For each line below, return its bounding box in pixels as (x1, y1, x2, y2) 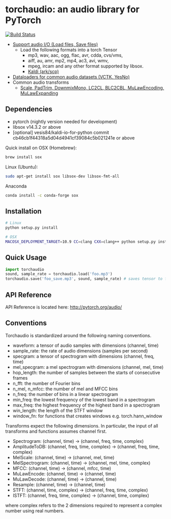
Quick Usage (5, 253, 47, 262)
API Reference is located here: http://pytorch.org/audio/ (5, 304, 122, 310)
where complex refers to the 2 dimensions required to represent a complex (5, 502, 162, 508)
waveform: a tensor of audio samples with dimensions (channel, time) (12, 342, 159, 348)
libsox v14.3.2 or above (12, 124, 61, 130)
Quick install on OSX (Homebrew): (5, 145, 77, 151)
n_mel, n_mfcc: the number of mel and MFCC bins (12, 386, 118, 392)
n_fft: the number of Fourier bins (12, 380, 80, 386)
